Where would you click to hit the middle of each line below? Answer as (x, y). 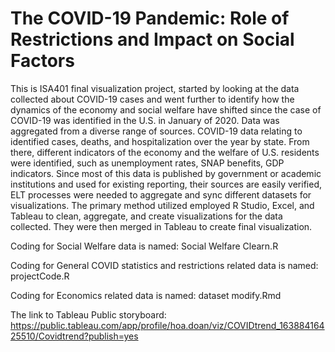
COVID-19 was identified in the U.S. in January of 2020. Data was (145, 120)
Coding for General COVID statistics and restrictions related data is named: (164, 265)
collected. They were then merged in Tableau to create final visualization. (161, 226)
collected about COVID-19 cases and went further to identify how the (152, 99)
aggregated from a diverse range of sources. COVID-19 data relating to (156, 131)
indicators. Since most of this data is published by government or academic (166, 173)
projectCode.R (40, 276)
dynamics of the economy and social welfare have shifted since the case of (166, 109)
